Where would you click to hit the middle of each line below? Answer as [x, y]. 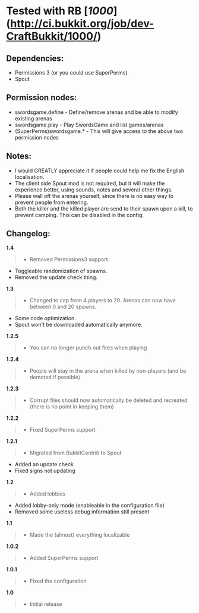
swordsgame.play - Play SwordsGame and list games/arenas [89, 125]
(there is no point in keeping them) [72, 407]
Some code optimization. [45, 318]
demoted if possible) [55, 377]
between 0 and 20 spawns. [63, 307]
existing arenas [33, 118]
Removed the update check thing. [56, 277]
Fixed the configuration [58, 581]
